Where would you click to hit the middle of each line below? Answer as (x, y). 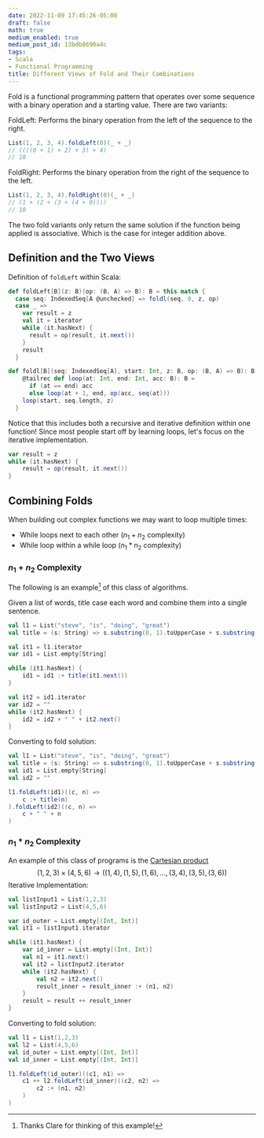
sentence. (24, 611)
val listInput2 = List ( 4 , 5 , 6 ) (58, 907)
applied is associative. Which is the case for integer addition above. (117, 233)
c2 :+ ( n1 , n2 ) (61, 1088)
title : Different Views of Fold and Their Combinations (101, 74)
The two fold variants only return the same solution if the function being (125, 224)
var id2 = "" (29, 704)
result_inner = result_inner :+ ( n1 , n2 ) (105, 986)
